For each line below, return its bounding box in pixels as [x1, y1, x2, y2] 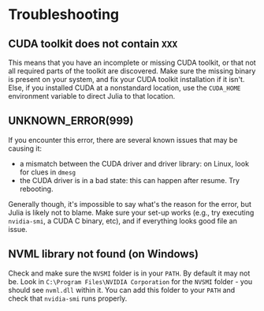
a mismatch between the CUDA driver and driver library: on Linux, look [19, 159, 250, 168]
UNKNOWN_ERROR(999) [8, 114, 134, 128]
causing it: [8, 144, 42, 153]
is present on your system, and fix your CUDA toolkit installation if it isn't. [8, 75, 245, 84]
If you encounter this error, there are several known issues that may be [8, 135, 238, 144]
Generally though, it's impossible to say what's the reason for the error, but [8, 199, 252, 208]
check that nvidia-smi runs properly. [8, 294, 128, 303]
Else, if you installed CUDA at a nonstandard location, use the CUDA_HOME [8, 83, 241, 92]
